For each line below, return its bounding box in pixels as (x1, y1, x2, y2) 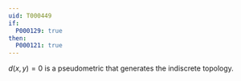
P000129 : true (15, 26, 63, 34)
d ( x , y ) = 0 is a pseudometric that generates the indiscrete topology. (8, 63, 235, 73)
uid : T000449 (8, 11, 52, 20)
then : (8, 34, 27, 43)
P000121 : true (15, 42, 63, 50)
